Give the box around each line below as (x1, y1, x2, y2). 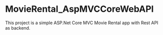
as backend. (5, 25, 31, 31)
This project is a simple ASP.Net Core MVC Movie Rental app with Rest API (5, 20, 159, 26)
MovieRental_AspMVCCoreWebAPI (5, 3, 154, 15)
